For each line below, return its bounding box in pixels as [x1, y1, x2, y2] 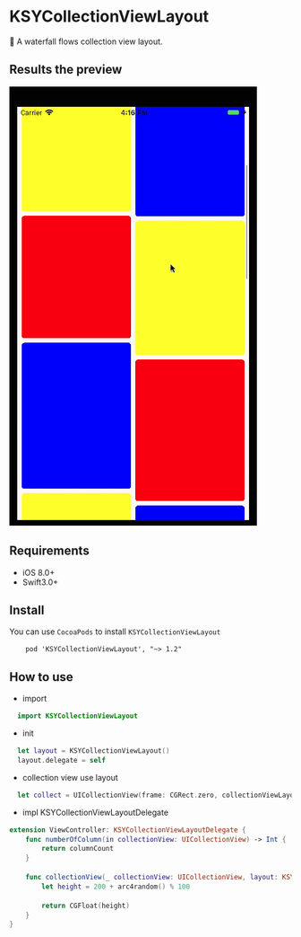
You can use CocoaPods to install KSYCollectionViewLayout [9, 626, 221, 637]
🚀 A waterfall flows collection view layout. [9, 36, 163, 47]
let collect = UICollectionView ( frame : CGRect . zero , [17, 791, 219, 800]
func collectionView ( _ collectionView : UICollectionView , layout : [25, 873, 279, 882]
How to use [9, 669, 73, 685]
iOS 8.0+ [21, 567, 56, 578]
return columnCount [41, 844, 115, 853]
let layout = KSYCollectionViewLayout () [17, 747, 170, 756]
